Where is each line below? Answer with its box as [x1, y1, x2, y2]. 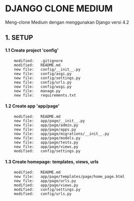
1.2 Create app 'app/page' [5, 103, 60, 109]
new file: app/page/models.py [14, 135, 81, 140]
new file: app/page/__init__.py [14, 118, 85, 123]
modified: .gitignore [14, 58, 63, 63]
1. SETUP [5, 33, 33, 42]
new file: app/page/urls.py [14, 178, 77, 183]
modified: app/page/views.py [14, 183, 79, 188]
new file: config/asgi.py [14, 71, 72, 76]
